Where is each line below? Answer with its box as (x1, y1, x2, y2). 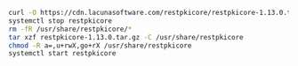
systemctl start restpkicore (8, 49, 117, 58)
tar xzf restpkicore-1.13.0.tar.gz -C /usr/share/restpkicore (8, 33, 244, 41)
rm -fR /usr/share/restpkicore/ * (8, 25, 133, 33)
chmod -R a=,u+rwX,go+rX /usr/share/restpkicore (8, 40, 192, 50)
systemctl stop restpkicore (8, 16, 113, 26)
